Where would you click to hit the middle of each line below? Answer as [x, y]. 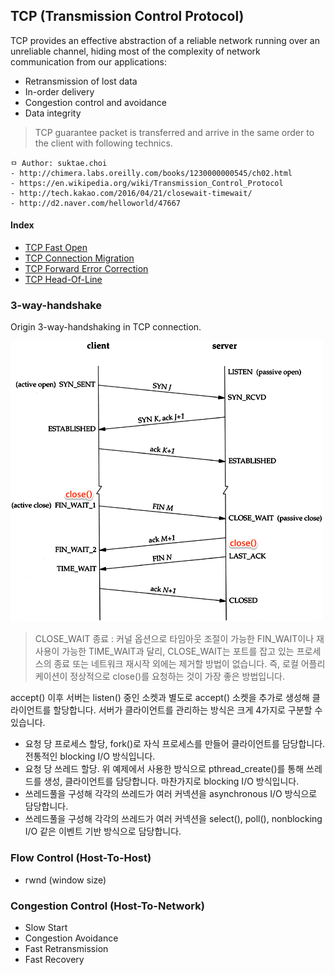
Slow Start [46, 927]
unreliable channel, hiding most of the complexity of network [135, 51]
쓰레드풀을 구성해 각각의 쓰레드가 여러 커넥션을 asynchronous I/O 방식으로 [171, 794]
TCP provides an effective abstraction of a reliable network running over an [165, 40]
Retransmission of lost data [81, 81]
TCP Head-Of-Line [63, 280]
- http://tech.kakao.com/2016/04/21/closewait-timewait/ [131, 193]
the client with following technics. [103, 143]
